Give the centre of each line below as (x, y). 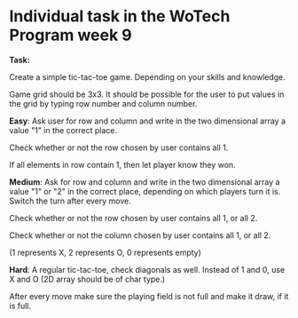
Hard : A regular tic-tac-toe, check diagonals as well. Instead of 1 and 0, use (147, 269)
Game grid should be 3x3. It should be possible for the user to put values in (147, 94)
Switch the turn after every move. (70, 201)
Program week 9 (71, 35)
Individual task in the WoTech (120, 16)
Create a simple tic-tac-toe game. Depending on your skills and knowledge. (147, 76)
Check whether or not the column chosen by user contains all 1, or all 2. (140, 235)
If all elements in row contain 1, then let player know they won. (123, 164)
